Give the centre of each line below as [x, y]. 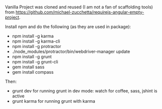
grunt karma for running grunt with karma [54, 101]
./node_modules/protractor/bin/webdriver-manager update [71, 51]
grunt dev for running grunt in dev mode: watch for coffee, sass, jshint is [85, 91]
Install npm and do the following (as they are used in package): [68, 27]
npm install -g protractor [36, 46]
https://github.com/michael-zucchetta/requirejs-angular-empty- [80, 12]
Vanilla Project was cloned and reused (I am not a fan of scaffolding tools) [79, 7]
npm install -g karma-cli [36, 41]
